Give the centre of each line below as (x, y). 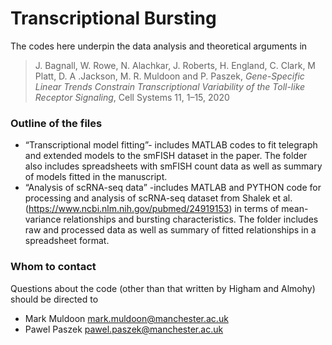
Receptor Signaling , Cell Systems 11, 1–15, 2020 (132, 97)
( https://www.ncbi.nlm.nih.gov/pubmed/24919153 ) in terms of (152, 209)
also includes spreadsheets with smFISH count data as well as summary (173, 166)
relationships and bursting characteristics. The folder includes (191, 219)
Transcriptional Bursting (113, 18)
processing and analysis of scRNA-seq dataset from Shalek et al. (158, 198)
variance (43, 219)
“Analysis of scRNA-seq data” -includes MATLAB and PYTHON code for (173, 188)
